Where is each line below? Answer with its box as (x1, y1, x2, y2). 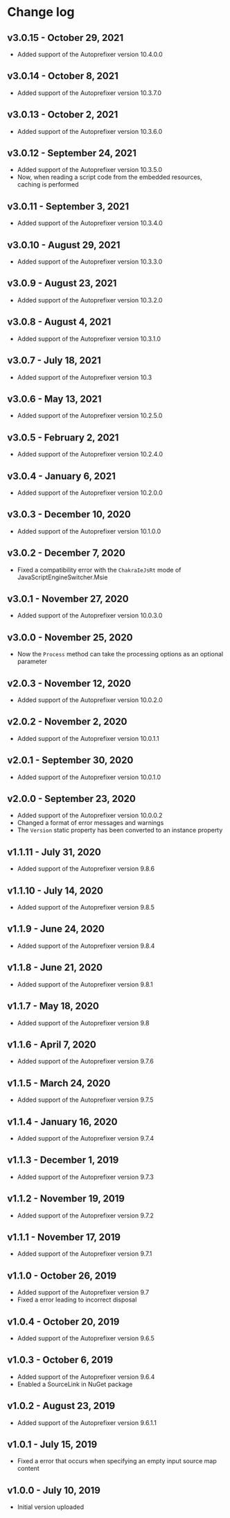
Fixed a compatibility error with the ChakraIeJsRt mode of (17, 565, 182, 574)
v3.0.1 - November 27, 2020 (7, 592, 130, 604)
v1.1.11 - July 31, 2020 (7, 846, 102, 858)
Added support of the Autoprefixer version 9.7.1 (17, 1250, 152, 1258)
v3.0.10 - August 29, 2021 (7, 239, 121, 250)
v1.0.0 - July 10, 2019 (7, 1484, 100, 1496)
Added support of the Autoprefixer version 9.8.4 (17, 941, 155, 950)
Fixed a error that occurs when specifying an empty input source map (17, 1457, 217, 1465)
